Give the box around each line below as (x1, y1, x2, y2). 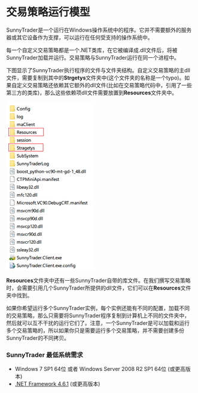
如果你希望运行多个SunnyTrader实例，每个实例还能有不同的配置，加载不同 (6, 304, 190, 311)
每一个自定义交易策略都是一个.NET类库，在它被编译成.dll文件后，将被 (6, 46, 178, 54)
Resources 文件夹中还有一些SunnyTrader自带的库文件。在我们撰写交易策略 (6, 277, 191, 284)
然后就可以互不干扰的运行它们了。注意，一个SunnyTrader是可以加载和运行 (6, 319, 190, 326)
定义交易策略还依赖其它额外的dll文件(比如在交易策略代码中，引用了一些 (16, 81, 193, 88)
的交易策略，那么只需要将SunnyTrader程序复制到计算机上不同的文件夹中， (6, 312, 190, 319)
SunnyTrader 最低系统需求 (6, 351, 83, 359)
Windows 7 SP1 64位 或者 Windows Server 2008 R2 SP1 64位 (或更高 (14, 366, 185, 373)
